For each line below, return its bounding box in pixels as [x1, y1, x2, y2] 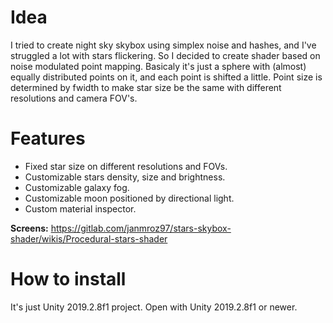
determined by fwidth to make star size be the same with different [10, 81, 282, 93]
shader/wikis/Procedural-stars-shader [10, 232, 168, 245]
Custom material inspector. [24, 202, 137, 215]
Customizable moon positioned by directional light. [24, 192, 235, 204]
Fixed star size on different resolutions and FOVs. [24, 160, 228, 172]
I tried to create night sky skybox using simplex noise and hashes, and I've [10, 39, 317, 51]
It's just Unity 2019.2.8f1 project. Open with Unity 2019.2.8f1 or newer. [10, 301, 298, 313]
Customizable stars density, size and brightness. [24, 171, 226, 183]
